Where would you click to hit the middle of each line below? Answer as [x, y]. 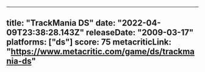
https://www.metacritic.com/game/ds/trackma [103, 52]
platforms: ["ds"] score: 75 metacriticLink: [89, 42]
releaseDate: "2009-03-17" [140, 33]
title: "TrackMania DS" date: [61, 23]
